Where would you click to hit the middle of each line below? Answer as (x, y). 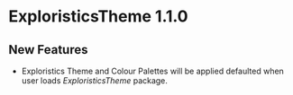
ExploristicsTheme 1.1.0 (98, 17)
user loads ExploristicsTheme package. (95, 81)
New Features (48, 50)
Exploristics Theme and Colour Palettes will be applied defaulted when (153, 71)
